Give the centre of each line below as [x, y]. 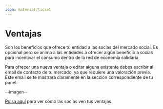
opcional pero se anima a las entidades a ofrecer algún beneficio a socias [79, 52]
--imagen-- [17, 92]
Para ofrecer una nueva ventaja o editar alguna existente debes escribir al [79, 67]
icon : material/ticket [28, 9]
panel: [11, 82]
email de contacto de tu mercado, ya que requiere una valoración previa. [78, 72]
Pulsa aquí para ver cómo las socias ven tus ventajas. [59, 101]
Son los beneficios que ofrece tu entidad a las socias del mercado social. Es [81, 47]
